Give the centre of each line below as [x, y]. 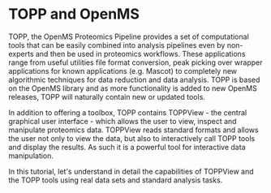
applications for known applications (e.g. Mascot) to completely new [123, 71]
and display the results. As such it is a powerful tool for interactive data [127, 147]
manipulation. [31, 156]
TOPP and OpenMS [74, 14]
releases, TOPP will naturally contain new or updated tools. [107, 96]
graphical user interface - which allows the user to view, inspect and [123, 121]
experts [21, 54]
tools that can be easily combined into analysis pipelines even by [117, 45]
